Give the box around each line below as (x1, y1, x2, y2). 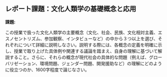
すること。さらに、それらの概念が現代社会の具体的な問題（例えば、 (9, 54, 150, 60)
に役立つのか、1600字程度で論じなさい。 (5, 67, 90, 73)
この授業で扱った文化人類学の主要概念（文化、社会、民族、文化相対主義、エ (5, 29, 163, 35)
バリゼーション (5, 60, 36, 66)
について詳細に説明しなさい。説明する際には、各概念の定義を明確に (18, 42, 158, 48)
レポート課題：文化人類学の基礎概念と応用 (5, 4, 136, 13)
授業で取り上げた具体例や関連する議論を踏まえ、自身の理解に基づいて (13, 48, 158, 54)
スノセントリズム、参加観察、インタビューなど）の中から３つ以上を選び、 (5, 35, 158, 41)
